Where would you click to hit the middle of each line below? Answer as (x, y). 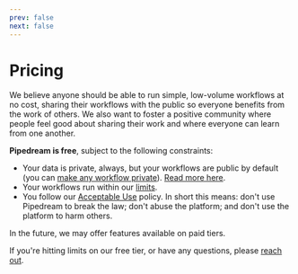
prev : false (31, 18)
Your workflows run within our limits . (90, 187)
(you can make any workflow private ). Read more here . (124, 178)
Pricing (37, 71)
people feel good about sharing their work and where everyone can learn (145, 124)
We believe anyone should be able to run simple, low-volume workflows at (147, 95)
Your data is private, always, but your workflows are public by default (150, 168)
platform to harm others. (67, 216)
